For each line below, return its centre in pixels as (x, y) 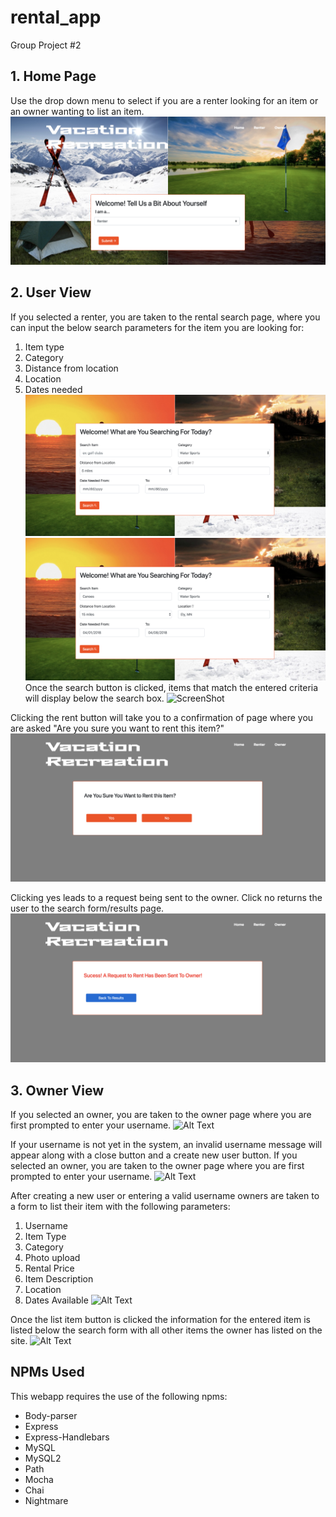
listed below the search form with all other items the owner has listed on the (166, 1330)
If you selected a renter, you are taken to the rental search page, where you (165, 317)
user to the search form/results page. (87, 908)
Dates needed (53, 389)
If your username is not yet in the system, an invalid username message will (166, 1144)
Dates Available (56, 1300)
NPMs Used (47, 1372)
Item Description (59, 1278)
